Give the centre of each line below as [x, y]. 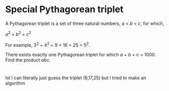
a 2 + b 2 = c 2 [18, 34]
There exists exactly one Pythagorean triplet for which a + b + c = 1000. [81, 55]
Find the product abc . [28, 60]
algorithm [15, 83]
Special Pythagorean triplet [64, 9]
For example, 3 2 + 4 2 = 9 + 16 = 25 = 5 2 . [48, 44]
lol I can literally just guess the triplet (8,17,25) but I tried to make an [76, 78]
